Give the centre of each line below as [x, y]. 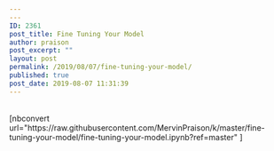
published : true [39, 75]
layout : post [33, 59]
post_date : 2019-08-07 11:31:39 [69, 83]
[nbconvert [30, 118]
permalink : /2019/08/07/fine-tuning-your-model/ [101, 68]
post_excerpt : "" [41, 51]
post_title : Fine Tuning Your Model [77, 34]
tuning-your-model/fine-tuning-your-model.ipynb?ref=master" [123, 137]
